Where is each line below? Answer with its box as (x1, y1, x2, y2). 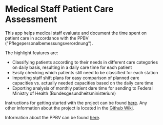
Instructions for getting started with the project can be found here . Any (5, 100, 147, 105)
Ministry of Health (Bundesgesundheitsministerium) (12, 90, 116, 96)
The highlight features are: (5, 50, 59, 56)
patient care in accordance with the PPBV (5, 35, 89, 41)
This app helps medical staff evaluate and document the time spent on (5, 30, 147, 36)
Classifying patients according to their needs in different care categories (12, 59, 158, 65)
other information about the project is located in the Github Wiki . (5, 105, 134, 111)
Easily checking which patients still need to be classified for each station (12, 69, 159, 75)
